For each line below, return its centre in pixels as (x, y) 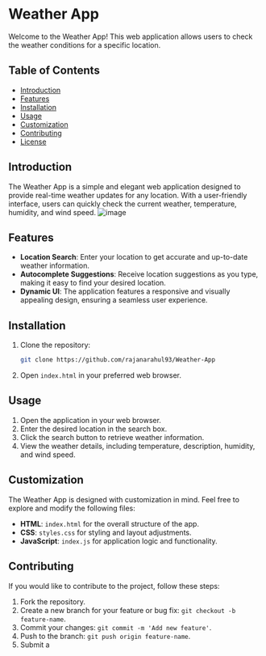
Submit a (35, 645)
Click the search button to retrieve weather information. (112, 437)
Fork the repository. (53, 601)
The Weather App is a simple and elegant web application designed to (125, 186)
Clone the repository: (55, 345)
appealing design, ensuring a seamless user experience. (114, 300)
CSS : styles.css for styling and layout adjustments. (106, 532)
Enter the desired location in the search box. (94, 429)
